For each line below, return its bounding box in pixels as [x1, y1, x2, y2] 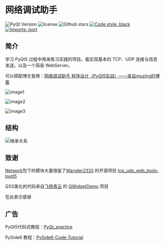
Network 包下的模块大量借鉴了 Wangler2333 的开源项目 [5, 168, 117, 174]
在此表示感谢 [5, 194, 31, 200]
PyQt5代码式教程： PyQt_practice [5, 224, 73, 230]
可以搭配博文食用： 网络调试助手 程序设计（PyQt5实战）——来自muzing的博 [5, 73, 160, 79]
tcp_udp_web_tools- [117, 168, 159, 174]
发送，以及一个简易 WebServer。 [5, 62, 73, 68]
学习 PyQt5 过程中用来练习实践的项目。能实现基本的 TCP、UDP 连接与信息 [5, 56, 158, 62]
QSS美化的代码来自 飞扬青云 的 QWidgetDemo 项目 [5, 184, 109, 190]
